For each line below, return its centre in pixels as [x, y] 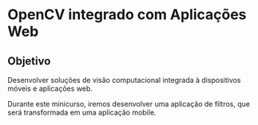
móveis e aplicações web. [50, 88]
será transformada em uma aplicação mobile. [82, 112]
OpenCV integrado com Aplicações [127, 15]
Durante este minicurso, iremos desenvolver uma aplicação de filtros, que [129, 104]
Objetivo [29, 61]
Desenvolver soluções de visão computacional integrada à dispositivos [124, 80]
